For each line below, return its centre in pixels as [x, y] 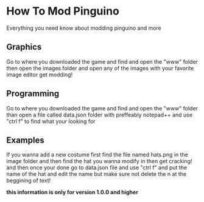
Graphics [24, 47]
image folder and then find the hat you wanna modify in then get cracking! [100, 161]
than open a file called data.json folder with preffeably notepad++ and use [100, 115]
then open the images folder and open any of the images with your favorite [100, 68]
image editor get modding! [40, 75]
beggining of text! [29, 181]
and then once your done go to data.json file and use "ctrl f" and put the [97, 167]
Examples [25, 140]
